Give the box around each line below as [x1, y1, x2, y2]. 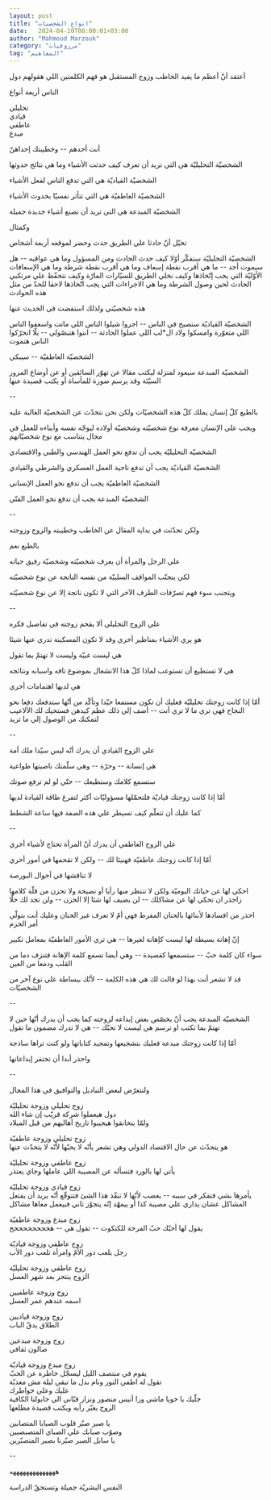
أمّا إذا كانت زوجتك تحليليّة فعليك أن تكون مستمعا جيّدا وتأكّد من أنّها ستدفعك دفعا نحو [9, 697, 261, 706]
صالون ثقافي [9, 1344, 48, 1353]
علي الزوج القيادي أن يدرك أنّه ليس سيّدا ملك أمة [9, 745, 156, 755]
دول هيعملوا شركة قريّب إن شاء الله [9, 1110, 116, 1119]
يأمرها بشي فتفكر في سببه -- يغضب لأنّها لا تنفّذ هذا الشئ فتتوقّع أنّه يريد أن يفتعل [9, 1190, 252, 1200]
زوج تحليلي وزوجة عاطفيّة [9, 1134, 86, 1143]
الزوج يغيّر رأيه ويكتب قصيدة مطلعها [9, 1402, 116, 1412]
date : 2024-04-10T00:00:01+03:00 [9, 27, 129, 35]
